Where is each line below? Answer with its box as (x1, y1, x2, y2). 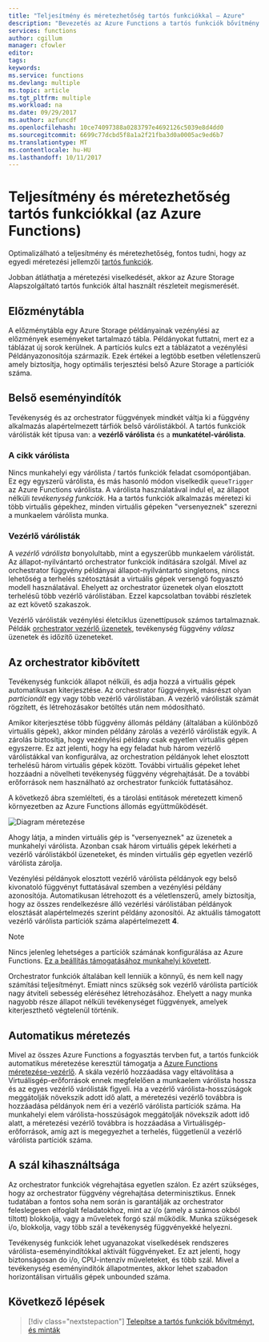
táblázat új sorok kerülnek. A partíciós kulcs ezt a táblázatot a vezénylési (8, 342, 248, 352)
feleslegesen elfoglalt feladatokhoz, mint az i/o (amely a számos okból (8, 1205, 240, 1215)
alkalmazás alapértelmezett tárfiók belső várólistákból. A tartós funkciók (8, 421, 247, 430)
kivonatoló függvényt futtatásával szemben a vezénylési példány (8, 883, 222, 892)
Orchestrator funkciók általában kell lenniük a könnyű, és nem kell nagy (8, 972, 243, 981)
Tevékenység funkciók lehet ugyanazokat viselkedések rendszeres (8, 1238, 230, 1247)
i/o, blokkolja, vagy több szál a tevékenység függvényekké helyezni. (8, 1222, 233, 1231)
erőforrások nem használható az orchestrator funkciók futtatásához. (8, 778, 234, 787)
